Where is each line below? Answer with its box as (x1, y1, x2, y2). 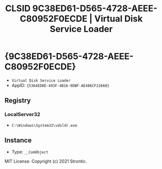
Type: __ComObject (11, 149, 49, 155)
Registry (4, 97, 31, 105)
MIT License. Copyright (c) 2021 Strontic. (4, 158, 87, 164)
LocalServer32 (4, 111, 41, 118)
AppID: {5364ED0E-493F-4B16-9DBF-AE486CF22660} (11, 82, 110, 88)
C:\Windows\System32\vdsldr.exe (11, 123, 77, 128)
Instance (4, 136, 32, 145)
